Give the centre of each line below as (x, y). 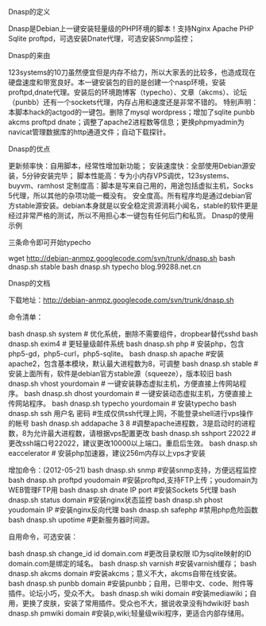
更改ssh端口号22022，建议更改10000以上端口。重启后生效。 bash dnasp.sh (133, 443)
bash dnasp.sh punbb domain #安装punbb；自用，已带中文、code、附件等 (131, 583)
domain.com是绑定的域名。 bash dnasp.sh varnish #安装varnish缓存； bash (132, 564)
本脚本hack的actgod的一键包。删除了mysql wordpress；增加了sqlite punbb (132, 112)
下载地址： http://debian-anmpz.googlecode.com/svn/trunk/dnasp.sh (121, 300)
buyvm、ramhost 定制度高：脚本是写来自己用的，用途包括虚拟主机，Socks (131, 186)
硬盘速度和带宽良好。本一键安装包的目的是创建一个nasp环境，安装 (117, 82)
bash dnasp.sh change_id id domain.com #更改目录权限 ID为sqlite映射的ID (130, 554)
